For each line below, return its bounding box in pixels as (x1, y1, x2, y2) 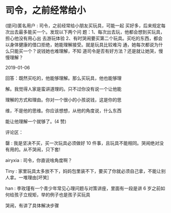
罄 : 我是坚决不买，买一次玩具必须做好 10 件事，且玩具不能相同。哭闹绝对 (5, 140, 160, 146)
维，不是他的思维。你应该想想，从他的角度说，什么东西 (5, 108, 121, 114)
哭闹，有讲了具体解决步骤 (5, 202, 59, 208)
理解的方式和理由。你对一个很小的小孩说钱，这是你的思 (5, 96, 121, 102)
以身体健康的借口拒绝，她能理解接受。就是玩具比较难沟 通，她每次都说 (5, 41, 154, 47)
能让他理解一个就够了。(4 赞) (5, 118, 67, 124)
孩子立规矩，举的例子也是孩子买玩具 (14, 192, 90, 198)
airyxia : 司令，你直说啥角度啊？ (5, 157, 72, 163)
